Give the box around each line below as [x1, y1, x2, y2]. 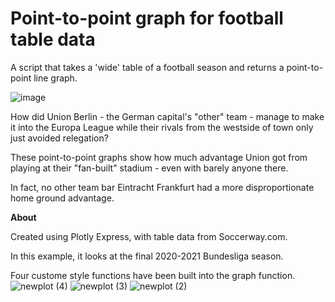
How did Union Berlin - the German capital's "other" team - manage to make [10, 110, 325, 122]
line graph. [33, 72, 78, 84]
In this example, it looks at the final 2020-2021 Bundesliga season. [10, 250, 284, 262]
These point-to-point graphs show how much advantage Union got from [10, 151, 308, 163]
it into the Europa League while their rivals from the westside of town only [10, 121, 314, 133]
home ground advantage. [10, 192, 115, 204]
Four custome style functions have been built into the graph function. [10, 269, 296, 281]
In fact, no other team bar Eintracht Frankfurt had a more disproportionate [10, 181, 315, 193]
